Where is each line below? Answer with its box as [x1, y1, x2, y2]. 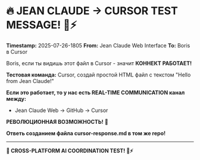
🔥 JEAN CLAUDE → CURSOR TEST [6, 4, 179, 18]
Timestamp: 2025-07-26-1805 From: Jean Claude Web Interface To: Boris [6, 41, 190, 49]
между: [6, 95, 27, 102]
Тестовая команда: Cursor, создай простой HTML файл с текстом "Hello [6, 71, 191, 78]
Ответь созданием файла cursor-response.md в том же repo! [6, 129, 165, 137]
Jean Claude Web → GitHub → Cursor [14, 107, 108, 114]
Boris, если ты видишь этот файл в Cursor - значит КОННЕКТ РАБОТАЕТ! [6, 59, 192, 66]
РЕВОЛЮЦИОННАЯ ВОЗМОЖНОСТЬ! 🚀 [6, 118, 109, 125]
